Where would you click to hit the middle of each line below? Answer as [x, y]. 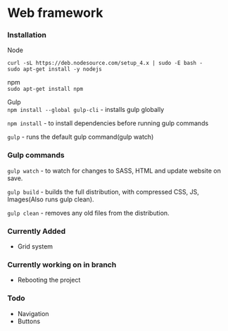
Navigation [33, 313]
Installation [27, 35]
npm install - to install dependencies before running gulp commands [108, 123]
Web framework [55, 13]
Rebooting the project [49, 280]
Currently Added [37, 231]
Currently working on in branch [62, 264]
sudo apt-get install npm [45, 89]
